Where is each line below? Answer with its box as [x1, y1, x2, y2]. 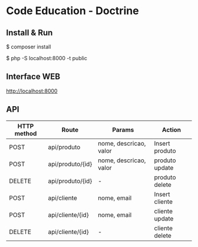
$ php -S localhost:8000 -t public [6, 55, 87, 61]
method [14, 129, 37, 137]
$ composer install [6, 43, 51, 50]
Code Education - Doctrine [6, 4, 140, 18]
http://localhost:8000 [6, 87, 58, 94]
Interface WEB [6, 72, 61, 82]
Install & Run [6, 28, 53, 38]
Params [112, 126, 134, 134]
